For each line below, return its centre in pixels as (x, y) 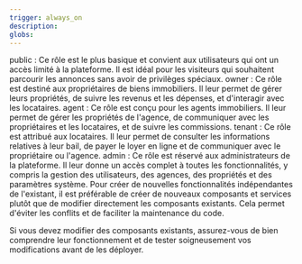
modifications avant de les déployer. (77, 250)
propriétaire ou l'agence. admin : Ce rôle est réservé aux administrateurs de (150, 156)
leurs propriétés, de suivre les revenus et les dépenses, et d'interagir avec (147, 98)
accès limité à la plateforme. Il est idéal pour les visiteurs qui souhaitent (142, 69)
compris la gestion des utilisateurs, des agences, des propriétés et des (141, 175)
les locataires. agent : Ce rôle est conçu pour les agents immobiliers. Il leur (148, 108)
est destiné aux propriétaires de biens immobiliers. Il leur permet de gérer (146, 89)
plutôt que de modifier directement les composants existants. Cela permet (147, 204)
